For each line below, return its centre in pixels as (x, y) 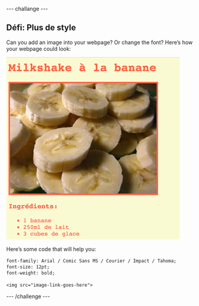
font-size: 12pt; (28, 267)
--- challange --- (27, 9)
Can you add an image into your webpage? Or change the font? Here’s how (99, 42)
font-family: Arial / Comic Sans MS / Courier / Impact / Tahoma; (91, 261)
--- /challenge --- (28, 296)
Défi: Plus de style (41, 28)
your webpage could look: (39, 48)
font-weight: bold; (31, 273)
